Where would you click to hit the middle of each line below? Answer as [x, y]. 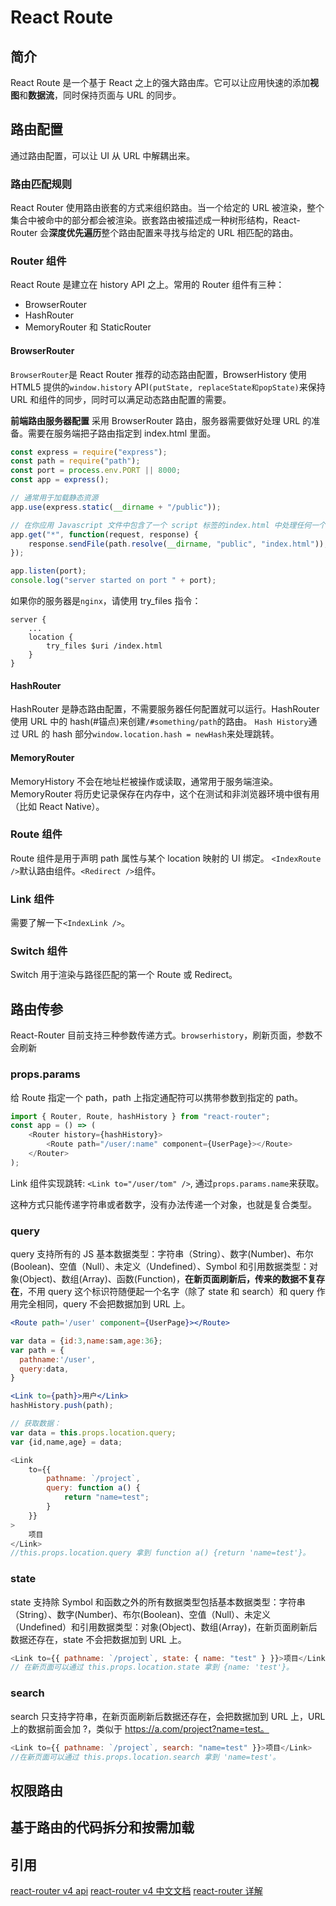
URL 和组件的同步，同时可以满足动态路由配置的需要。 [121, 399]
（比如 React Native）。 [57, 806]
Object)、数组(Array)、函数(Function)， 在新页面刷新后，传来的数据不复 [169, 1279]
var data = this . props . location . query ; [93, 1432]
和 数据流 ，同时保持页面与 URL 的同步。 [100, 95]
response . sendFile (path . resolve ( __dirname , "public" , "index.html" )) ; [178, 544]
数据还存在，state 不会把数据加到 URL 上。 [98, 1639]
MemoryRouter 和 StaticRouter [88, 327]
